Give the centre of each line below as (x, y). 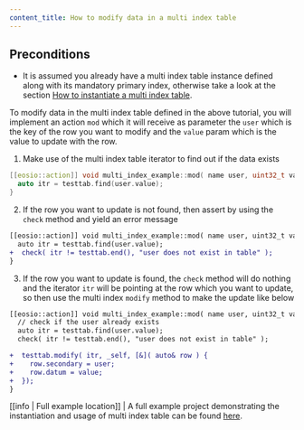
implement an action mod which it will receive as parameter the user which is (151, 122)
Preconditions (50, 55)
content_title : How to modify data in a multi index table (123, 18)
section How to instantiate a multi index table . (107, 95)
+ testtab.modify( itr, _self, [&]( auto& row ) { (109, 356)
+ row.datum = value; (56, 372)
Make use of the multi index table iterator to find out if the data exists (151, 159)
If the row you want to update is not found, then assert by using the (148, 210)
